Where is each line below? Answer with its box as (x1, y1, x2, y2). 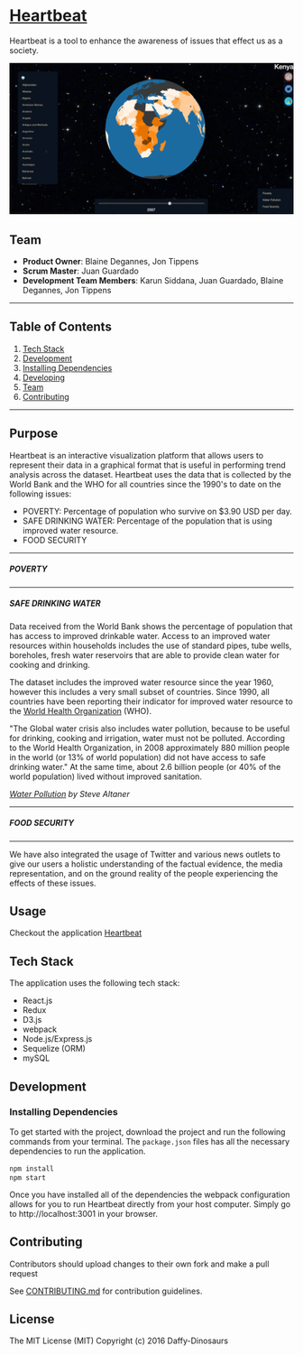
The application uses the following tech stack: (9, 978, 180, 988)
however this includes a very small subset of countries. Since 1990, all (9, 686, 271, 697)
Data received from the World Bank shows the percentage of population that (9, 620, 293, 632)
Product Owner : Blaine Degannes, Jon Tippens (22, 255, 199, 266)
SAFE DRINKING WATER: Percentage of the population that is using (22, 515, 273, 526)
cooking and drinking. (9, 659, 90, 670)
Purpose (9, 426, 59, 441)
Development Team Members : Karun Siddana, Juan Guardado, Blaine (22, 274, 284, 285)
